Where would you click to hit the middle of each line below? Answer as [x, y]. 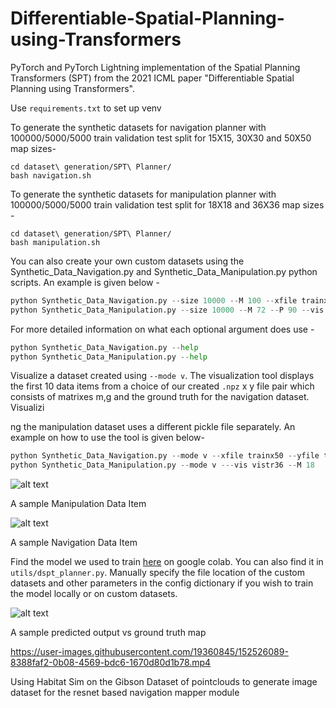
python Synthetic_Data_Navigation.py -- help [104, 347]
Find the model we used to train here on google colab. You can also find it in [167, 562]
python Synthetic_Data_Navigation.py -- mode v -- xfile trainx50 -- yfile [165, 456]
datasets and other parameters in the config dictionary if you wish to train [162, 583]
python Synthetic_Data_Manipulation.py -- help [109, 357]
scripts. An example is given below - [85, 282]
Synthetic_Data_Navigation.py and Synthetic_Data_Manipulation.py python [164, 271]
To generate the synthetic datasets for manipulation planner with [143, 194]
